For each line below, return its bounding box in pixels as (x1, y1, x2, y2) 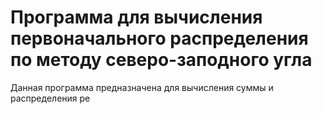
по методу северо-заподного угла (10, 49, 313, 71)
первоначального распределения (10, 27, 309, 50)
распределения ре (10, 92, 91, 104)
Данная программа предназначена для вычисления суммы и (10, 81, 274, 93)
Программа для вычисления (10, 6, 263, 29)
